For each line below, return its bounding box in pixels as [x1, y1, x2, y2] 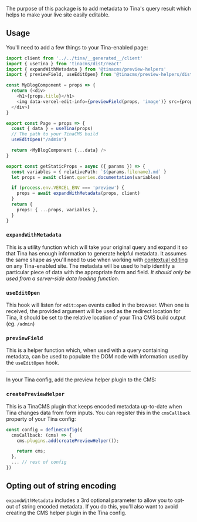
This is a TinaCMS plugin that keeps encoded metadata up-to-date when [6, 403, 182, 410]
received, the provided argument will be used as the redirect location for [6, 308, 181, 315]
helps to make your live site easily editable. [6, 11, 110, 18]
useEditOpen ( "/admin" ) [11, 137, 67, 143]
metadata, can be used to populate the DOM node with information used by [6, 353, 189, 360]
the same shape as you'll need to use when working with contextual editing [6, 256, 188, 263]
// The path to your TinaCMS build [11, 131, 98, 137]
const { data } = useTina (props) [11, 126, 93, 132]
